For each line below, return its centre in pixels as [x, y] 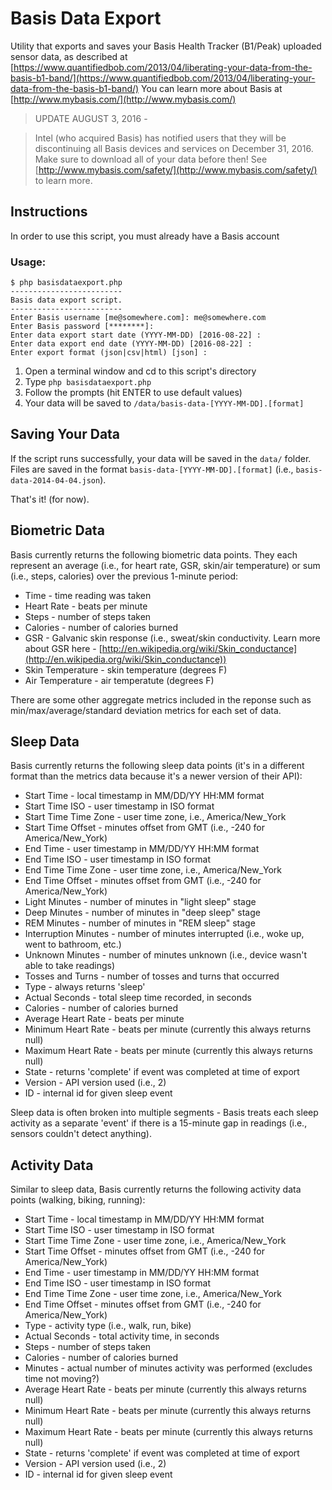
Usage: [28, 262]
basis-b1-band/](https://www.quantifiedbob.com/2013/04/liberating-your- [163, 78]
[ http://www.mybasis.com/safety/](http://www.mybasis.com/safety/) [176, 169]
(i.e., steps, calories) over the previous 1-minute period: [124, 576]
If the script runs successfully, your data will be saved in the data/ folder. [161, 458]
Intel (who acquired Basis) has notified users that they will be [160, 138]
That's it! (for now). [50, 499]
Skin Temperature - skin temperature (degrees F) [126, 669]
